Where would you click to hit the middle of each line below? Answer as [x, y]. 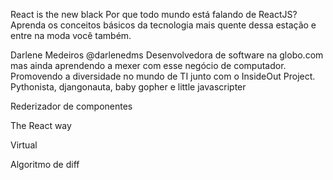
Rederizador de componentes [71, 106]
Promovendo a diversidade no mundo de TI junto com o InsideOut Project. [163, 76]
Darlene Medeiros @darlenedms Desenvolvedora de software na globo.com [167, 55]
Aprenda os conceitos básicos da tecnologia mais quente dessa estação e [163, 25]
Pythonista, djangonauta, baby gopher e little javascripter [128, 87]
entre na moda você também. [71, 35]
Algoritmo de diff [45, 164]
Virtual [24, 145]
